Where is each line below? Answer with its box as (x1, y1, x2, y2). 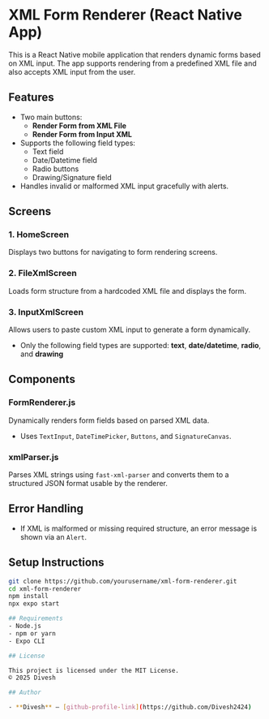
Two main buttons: (19, 112, 83, 122)
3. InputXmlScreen (8, 306, 84, 317)
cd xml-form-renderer (8, 584, 82, 593)
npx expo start (8, 600, 60, 608)
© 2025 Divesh (8, 674, 57, 682)
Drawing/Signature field (32, 172, 112, 182)
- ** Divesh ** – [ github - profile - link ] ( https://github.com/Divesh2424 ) (8, 704, 252, 712)
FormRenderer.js (8, 397, 76, 408)
